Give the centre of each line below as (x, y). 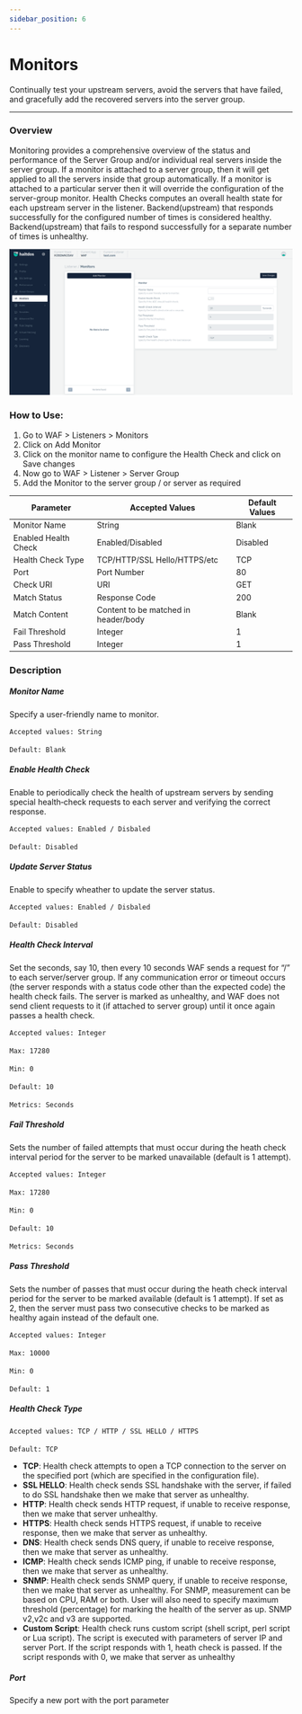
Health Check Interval (51, 945)
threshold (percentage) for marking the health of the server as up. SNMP (157, 1610)
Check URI (33, 585)
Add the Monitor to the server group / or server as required (131, 483)
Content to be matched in (144, 609)
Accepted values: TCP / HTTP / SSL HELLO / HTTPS (104, 1432)
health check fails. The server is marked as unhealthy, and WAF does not (145, 996)
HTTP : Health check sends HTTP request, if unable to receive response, (156, 1505)
